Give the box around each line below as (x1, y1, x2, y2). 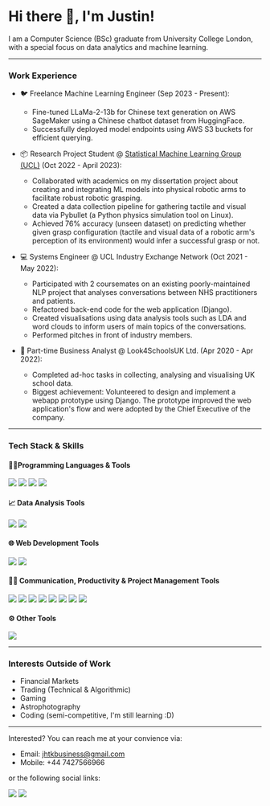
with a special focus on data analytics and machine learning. (8, 42, 209, 51)
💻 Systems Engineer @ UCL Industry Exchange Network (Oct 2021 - (19, 252, 248, 262)
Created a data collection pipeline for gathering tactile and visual (31, 202, 247, 211)
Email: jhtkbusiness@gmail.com (19, 749, 125, 759)
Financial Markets (19, 677, 79, 686)
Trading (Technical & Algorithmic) (19, 685, 131, 694)
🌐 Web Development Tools (8, 538, 100, 548)
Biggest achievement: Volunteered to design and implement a (31, 387, 236, 397)
